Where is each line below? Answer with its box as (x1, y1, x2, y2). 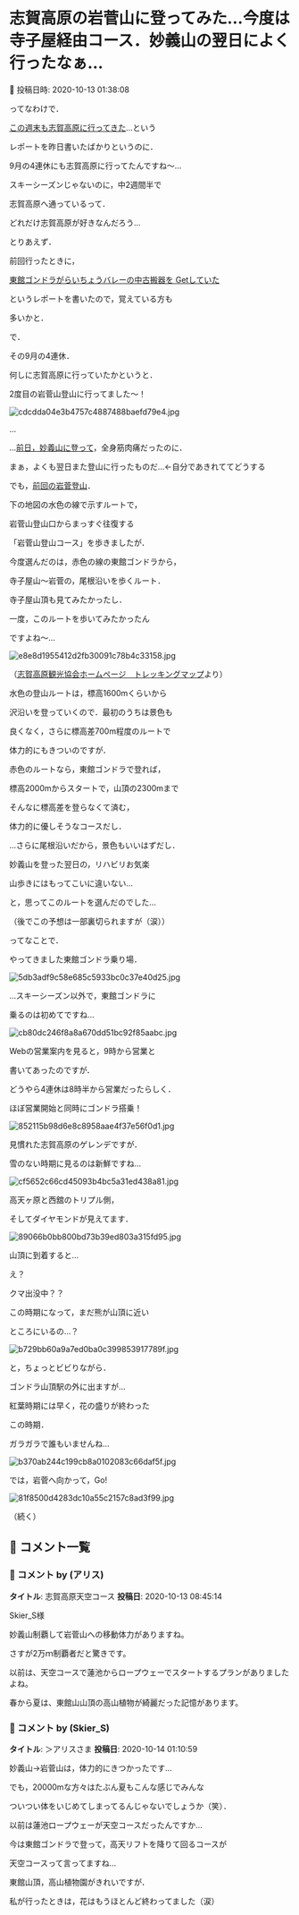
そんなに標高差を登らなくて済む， (9, 802, 135, 813)
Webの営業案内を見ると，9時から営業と (9, 1045, 156, 1056)
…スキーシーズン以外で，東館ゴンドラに (9, 990, 156, 1000)
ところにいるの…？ (9, 1325, 79, 1336)
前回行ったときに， (9, 255, 80, 266)
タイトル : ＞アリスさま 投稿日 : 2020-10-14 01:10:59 (9, 1743, 198, 1754)
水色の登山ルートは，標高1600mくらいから (9, 687, 168, 698)
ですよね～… (9, 632, 56, 643)
